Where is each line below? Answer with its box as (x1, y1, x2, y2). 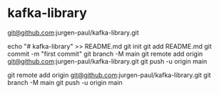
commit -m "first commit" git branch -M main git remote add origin (7, 49, 203, 58)
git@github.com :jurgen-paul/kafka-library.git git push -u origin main (7, 57, 208, 65)
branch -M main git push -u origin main (7, 78, 123, 86)
